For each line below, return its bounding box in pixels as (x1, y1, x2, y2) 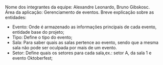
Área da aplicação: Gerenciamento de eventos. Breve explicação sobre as (5, 9, 154, 15)
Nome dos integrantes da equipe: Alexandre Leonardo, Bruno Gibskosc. (5, 4, 150, 10)
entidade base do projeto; (12, 29, 65, 35)
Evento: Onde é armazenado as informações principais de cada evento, (12, 24, 157, 30)
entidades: (5, 15, 26, 20)
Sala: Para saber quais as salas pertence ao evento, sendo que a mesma (12, 40, 159, 45)
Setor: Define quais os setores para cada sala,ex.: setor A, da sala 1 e (12, 50, 152, 56)
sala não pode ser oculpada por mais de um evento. (12, 45, 117, 50)
